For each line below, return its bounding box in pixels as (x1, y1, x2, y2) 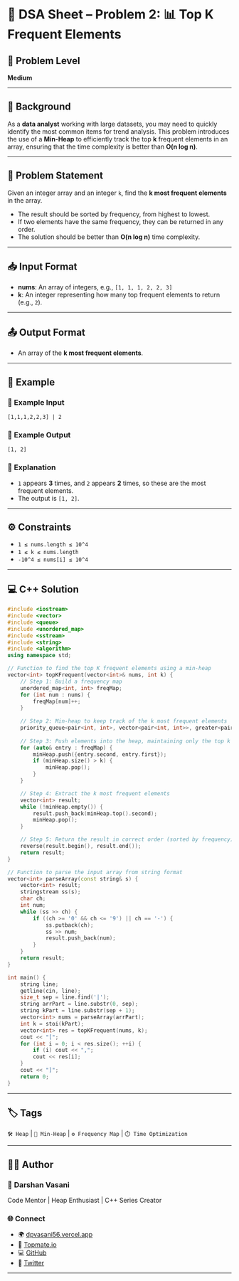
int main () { (7, 974, 46, 981)
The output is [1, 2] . (17, 494, 80, 502)
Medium (7, 73, 33, 82)
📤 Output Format (7, 326, 85, 339)
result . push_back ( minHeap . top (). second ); (33, 809, 158, 817)
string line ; (20, 980, 59, 988)
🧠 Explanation (7, 462, 56, 472)
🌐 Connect (7, 1214, 46, 1224)
